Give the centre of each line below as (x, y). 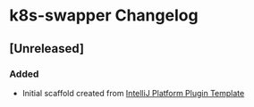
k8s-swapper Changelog (104, 16)
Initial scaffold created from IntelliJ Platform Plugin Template (133, 93)
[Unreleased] (47, 49)
